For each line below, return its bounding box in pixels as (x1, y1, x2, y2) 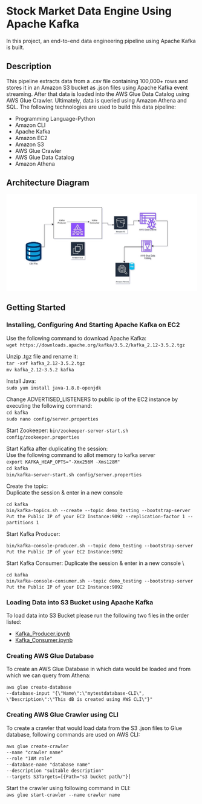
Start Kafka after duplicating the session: (6, 445, 108, 452)
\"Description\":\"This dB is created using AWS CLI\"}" (6, 697, 153, 703)
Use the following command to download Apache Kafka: (6, 334, 147, 342)
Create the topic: (6, 482, 48, 490)
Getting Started (6, 302, 66, 313)
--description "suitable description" (6, 768, 104, 774)
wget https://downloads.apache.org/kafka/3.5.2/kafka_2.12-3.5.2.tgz (6, 342, 186, 348)
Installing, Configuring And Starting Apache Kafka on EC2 (6, 320, 180, 329)
